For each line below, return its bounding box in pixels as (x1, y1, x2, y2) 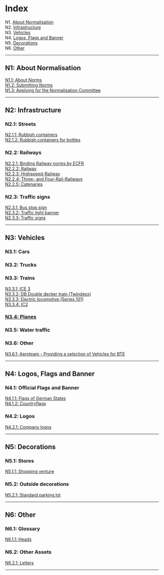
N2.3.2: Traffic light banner (5, 210, 60, 216)
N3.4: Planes (5, 314, 37, 321)
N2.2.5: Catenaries (5, 181, 43, 187)
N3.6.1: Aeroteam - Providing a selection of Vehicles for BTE (5, 351, 125, 357)
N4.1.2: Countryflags (5, 401, 46, 407)
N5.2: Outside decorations (5, 481, 69, 487)
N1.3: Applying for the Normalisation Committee (5, 87, 101, 93)
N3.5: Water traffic (5, 326, 50, 333)
